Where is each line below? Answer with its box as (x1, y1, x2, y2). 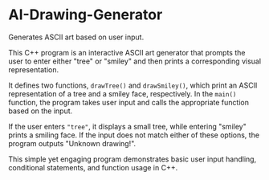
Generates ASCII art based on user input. (8, 32, 145, 42)
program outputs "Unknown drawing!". (8, 138, 137, 148)
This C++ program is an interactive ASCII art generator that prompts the (8, 47, 246, 57)
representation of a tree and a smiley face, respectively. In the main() (8, 88, 237, 98)
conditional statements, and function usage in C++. (8, 162, 178, 172)
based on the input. (8, 106, 73, 116)
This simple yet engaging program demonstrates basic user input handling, (8, 154, 257, 164)
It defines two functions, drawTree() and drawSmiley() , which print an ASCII (8, 80, 258, 90)
